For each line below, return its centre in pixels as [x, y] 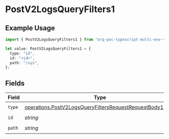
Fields [15, 83]
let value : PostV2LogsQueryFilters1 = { [48, 49]
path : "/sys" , [24, 63]
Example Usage [30, 28]
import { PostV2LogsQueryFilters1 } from [49, 39]
